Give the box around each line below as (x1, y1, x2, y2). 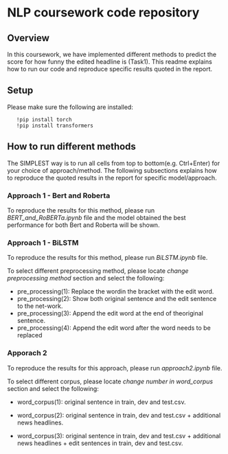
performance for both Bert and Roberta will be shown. (7, 221, 160, 229)
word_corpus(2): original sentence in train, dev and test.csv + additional (16, 411, 221, 419)
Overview (7, 32, 50, 44)
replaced (16, 331, 43, 339)
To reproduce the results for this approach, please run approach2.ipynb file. (7, 363, 223, 372)
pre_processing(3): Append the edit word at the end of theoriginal (16, 309, 204, 318)
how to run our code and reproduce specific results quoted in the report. (7, 65, 213, 73)
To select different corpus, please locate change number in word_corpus (7, 377, 214, 385)
